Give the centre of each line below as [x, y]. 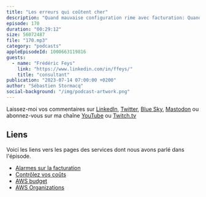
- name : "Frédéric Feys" [44, 63]
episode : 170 [23, 23]
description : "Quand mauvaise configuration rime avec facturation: [96, 18]
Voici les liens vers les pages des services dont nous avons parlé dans [96, 149]
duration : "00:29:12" [34, 29]
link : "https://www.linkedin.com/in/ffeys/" [75, 69]
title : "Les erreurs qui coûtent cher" [57, 12]
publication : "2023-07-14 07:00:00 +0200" [61, 80]
